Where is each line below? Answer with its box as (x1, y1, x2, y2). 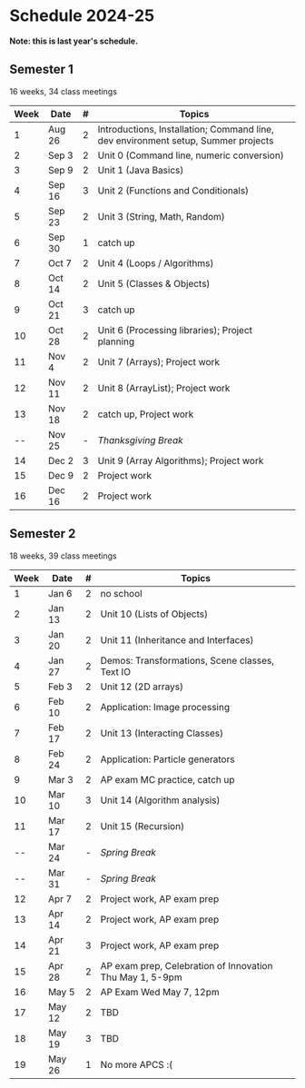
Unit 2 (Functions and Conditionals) (97, 183, 250, 196)
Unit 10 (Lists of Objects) (100, 608, 209, 620)
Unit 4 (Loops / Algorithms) (97, 256, 214, 269)
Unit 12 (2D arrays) (100, 680, 184, 693)
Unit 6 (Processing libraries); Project (97, 323, 252, 336)
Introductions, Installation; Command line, (97, 123, 274, 135)
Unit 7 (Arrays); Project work (97, 355, 221, 368)
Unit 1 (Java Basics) (97, 163, 184, 176)
